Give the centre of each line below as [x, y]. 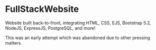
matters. [14, 43]
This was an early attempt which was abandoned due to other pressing [78, 38]
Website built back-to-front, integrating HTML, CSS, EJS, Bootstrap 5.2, [78, 23]
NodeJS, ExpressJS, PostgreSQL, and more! [50, 28]
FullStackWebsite [42, 9]
